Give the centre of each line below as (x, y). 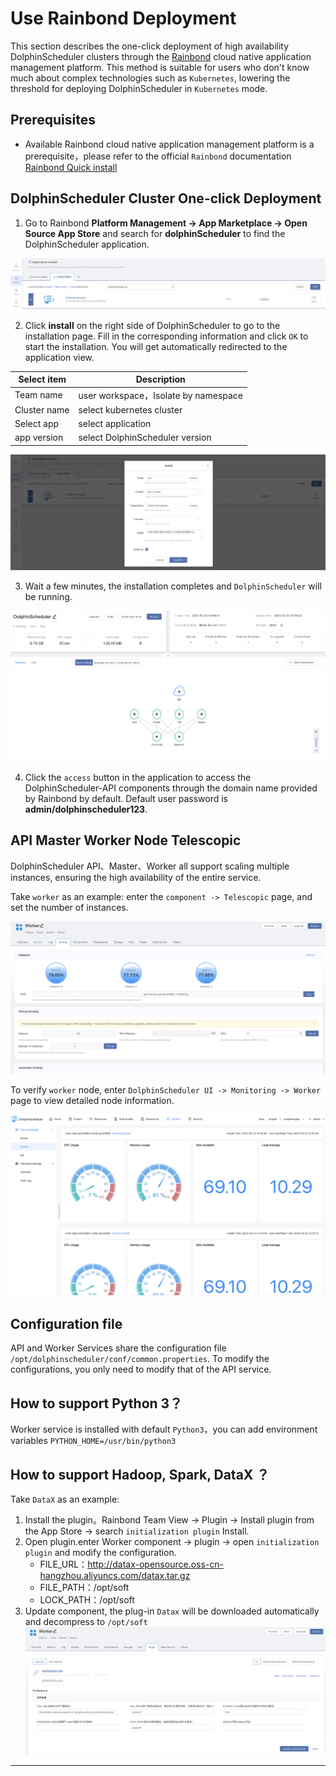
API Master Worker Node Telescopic (126, 840)
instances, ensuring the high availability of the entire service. (136, 877)
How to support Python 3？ (96, 1403)
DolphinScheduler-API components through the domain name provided (171, 788)
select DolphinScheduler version (145, 438)
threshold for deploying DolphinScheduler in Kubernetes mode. (139, 88)
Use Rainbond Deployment (123, 18)
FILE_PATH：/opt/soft (84, 1587)
